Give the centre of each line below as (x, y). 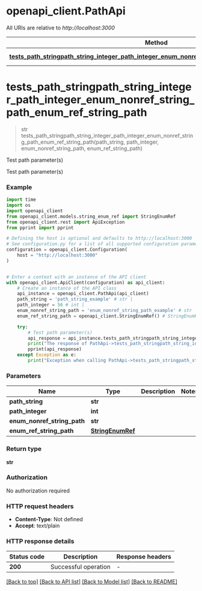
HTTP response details (40, 541)
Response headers (144, 557)
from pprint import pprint (40, 228)
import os (19, 206)
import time (21, 200)
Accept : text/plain (37, 526)
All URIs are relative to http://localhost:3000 (61, 28)
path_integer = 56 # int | (51, 305)
